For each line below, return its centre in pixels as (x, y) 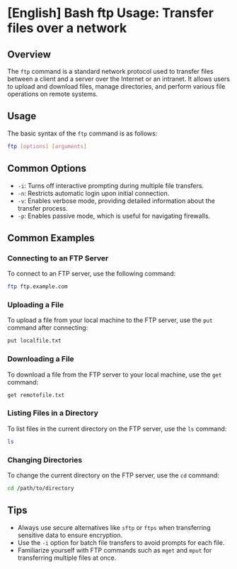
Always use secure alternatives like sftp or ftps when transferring (114, 527)
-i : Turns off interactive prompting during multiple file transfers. (110, 185)
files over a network (67, 28)
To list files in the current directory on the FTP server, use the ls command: (117, 429)
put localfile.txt (34, 341)
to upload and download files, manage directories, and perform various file (116, 86)
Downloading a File (41, 359)
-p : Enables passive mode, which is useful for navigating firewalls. (114, 216)
